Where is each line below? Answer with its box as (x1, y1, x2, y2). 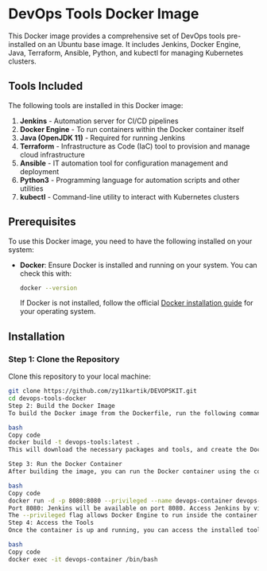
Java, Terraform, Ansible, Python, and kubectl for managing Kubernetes (8, 48, 244, 57)
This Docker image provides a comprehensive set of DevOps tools (8, 31, 225, 41)
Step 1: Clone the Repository (8, 353, 120, 364)
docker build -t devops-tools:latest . (8, 438, 141, 446)
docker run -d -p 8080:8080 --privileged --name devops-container (8, 496, 233, 505)
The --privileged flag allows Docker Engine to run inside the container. (8, 511, 261, 519)
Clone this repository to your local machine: (8, 371, 151, 382)
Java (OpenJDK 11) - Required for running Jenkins (19, 133, 185, 142)
